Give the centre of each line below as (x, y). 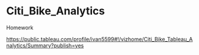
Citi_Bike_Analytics (56, 11)
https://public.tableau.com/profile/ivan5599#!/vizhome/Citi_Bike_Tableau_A (99, 39)
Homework (20, 27)
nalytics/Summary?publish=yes (45, 45)
